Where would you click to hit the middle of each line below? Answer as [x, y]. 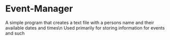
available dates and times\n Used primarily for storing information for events [85, 27]
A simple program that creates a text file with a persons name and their [80, 22]
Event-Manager [39, 9]
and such [15, 33]
